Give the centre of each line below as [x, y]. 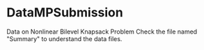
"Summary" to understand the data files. [64, 38]
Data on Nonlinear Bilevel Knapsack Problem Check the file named [102, 32]
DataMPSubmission [65, 13]
